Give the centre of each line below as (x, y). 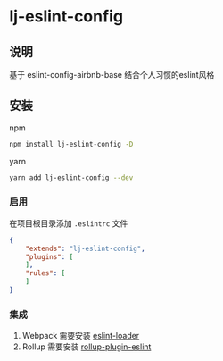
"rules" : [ (45, 273)
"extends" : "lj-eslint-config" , (85, 248)
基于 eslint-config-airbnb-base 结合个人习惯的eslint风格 (112, 75)
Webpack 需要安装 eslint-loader (81, 336)
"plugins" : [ (50, 256)
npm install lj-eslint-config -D (71, 144)
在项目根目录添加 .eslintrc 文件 (69, 223)
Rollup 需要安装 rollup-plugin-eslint (87, 347)
